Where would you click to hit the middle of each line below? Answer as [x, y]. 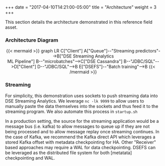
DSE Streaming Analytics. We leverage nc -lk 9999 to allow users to [75, 101]
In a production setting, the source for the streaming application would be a [82, 121]
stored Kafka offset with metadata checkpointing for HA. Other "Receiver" [81, 142]
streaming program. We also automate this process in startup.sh [71, 111]
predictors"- [148, 51]
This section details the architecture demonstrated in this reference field [79, 22]
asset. [11, 27]
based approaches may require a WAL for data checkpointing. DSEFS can [81, 147]
